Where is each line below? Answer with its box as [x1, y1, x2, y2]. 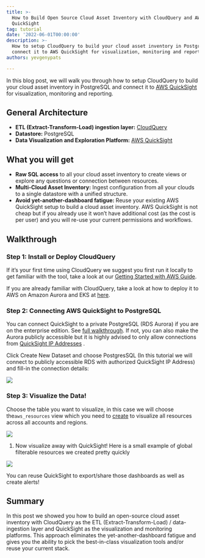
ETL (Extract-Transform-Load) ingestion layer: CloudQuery [15, 124, 168, 131]
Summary [6, 496, 45, 506]
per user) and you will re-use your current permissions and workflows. [15, 216, 193, 224]
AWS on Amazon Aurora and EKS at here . [6, 291, 110, 298]
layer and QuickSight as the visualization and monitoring [31, 525, 173, 533]
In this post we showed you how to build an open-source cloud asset [6, 512, 180, 519]
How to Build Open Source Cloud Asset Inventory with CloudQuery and [12, 15, 192, 21]
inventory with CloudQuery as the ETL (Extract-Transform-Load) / [6, 519, 172, 526]
